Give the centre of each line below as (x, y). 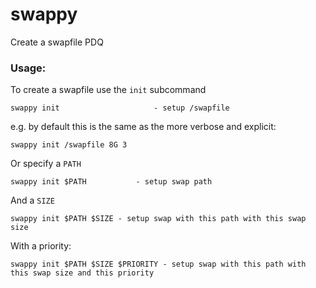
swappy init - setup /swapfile (120, 108)
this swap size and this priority (82, 273)
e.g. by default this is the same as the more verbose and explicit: (143, 127)
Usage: (28, 68)
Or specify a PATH (46, 164)
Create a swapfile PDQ (57, 42)
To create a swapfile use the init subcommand (108, 90)
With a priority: (41, 246)
